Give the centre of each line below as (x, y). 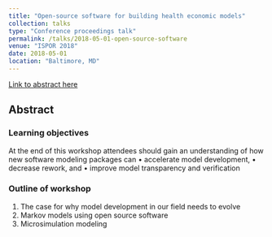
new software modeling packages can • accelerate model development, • (132, 159)
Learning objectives (49, 133)
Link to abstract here (43, 84)
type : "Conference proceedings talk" (72, 31)
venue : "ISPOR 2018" (44, 46)
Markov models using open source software (94, 215)
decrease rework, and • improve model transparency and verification (124, 168)
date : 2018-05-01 (38, 54)
